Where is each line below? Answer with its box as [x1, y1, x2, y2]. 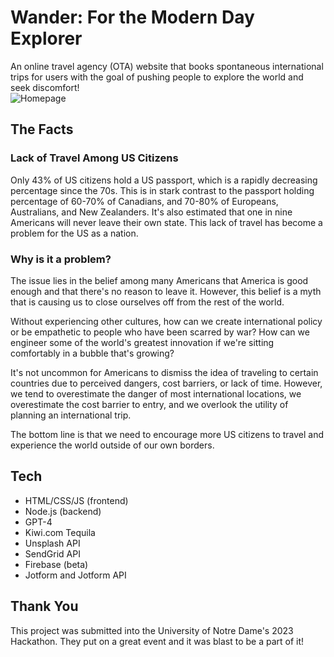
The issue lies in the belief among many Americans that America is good [10, 274, 309, 286]
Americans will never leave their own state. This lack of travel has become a [10, 216, 323, 228]
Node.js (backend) [24, 505, 102, 517]
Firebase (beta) [24, 558, 89, 570]
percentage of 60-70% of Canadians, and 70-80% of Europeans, [10, 195, 279, 207]
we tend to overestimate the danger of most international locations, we [10, 387, 302, 400]
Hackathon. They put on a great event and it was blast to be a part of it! [10, 635, 305, 647]
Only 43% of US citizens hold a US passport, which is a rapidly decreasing [10, 174, 318, 186]
